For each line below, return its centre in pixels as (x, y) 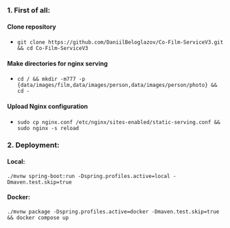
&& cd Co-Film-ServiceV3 (53, 49)
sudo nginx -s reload (48, 128)
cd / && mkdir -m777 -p (51, 79)
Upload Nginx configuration (47, 106)
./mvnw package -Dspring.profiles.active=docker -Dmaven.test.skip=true (113, 212)
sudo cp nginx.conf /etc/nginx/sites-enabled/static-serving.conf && (119, 122)
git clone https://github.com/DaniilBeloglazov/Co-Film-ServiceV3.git (120, 42)
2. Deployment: (33, 145)
